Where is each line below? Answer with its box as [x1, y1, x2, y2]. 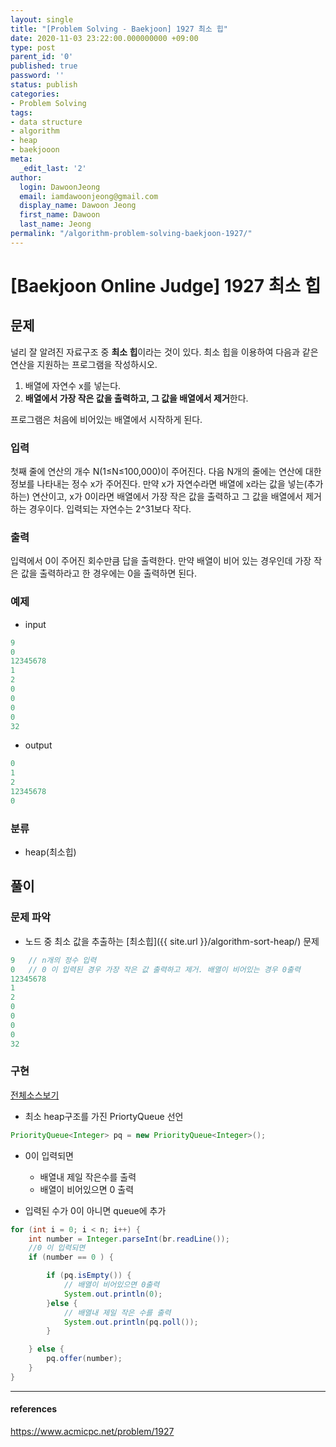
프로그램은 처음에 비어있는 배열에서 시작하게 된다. [10, 413, 203, 425]
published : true [10, 61, 78, 71]
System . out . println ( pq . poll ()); [63, 1317, 199, 1327]
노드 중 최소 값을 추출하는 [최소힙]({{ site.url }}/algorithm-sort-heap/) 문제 [24, 935, 320, 947]
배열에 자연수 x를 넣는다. [24, 379, 122, 391]
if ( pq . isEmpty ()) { [46, 1271, 132, 1281]
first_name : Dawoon [19, 210, 101, 220]
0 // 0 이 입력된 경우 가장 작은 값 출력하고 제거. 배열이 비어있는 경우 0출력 [10, 964, 301, 975]
